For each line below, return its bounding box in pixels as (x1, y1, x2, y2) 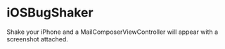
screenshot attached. (6, 35, 68, 43)
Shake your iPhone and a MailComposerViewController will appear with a (6, 28, 219, 36)
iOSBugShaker (6, 5, 94, 21)
